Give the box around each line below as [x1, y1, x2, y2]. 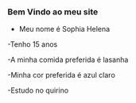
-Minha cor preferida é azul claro [7, 71, 116, 80]
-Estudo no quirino [7, 86, 69, 95]
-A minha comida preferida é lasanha [7, 55, 129, 65]
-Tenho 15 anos [7, 40, 58, 49]
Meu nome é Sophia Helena [18, 25, 111, 34]
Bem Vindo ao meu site [7, 6, 99, 17]
